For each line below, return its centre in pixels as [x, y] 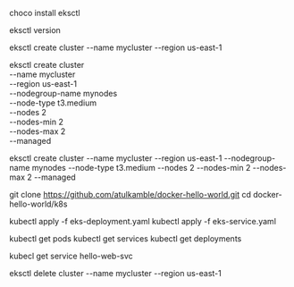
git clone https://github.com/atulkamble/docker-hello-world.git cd [130, 194]
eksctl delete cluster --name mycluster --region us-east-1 [115, 273]
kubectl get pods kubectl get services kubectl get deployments [126, 239]
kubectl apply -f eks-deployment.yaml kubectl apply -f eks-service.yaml [143, 221]
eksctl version [35, 30]
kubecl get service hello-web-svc [71, 256]
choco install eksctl [45, 13]
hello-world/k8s [38, 204]
